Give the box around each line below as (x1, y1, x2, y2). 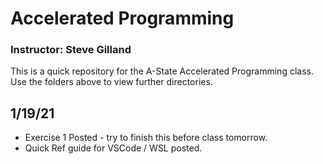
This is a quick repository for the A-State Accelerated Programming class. (10, 65, 314, 77)
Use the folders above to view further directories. (10, 76, 213, 88)
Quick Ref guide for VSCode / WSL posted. (24, 142, 203, 154)
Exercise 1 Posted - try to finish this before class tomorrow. (24, 132, 268, 144)
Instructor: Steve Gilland (10, 43, 132, 57)
